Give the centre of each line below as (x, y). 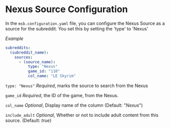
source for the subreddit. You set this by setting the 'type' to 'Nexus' (77, 28)
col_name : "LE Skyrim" (52, 76)
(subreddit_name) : (29, 52)
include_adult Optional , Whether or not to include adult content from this (82, 115)
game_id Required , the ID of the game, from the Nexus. (62, 96)
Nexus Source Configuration (67, 9)
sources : (24, 57)
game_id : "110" (44, 71)
